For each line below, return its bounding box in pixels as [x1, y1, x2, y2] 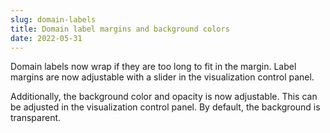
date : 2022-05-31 [10, 33, 83, 43]
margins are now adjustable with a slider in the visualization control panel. [10, 71, 315, 83]
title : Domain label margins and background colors [10, 24, 230, 34]
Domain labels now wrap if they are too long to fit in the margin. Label [10, 61, 297, 73]
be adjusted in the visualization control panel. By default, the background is [10, 101, 321, 113]
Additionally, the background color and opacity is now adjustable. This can [10, 91, 318, 103]
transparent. [10, 112, 62, 124]
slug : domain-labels [10, 14, 97, 25]
